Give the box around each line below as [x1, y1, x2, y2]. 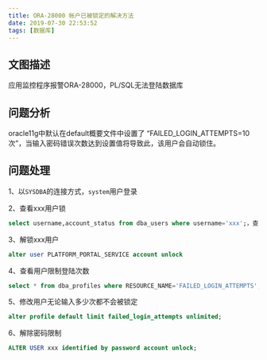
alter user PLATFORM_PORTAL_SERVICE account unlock [8, 250, 183, 258]
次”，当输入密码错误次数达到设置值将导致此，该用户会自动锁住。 [8, 138, 221, 148]
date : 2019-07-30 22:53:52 [8, 19, 98, 27]
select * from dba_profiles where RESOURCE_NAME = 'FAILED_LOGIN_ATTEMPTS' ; [8, 281, 261, 290]
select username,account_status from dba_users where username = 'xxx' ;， [8, 219, 253, 227]
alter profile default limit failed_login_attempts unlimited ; [8, 313, 222, 321]
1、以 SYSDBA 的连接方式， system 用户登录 [8, 186, 137, 195]
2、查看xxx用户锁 [8, 203, 66, 213]
